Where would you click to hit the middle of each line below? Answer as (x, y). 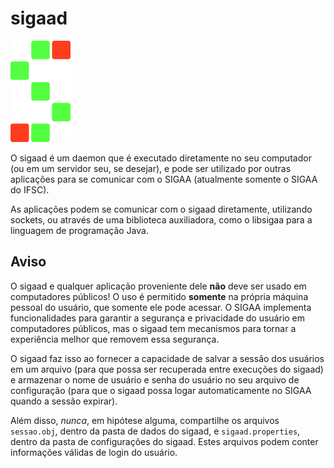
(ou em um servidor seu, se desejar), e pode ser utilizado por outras (151, 168)
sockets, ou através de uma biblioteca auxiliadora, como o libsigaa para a (161, 219)
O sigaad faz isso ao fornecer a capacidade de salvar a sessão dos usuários (167, 358)
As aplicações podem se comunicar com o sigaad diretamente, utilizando (161, 209)
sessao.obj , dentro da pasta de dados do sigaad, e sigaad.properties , (155, 431)
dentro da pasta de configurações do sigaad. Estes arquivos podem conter (164, 441)
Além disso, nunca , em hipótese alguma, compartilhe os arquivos (145, 420)
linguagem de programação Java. (79, 230)
